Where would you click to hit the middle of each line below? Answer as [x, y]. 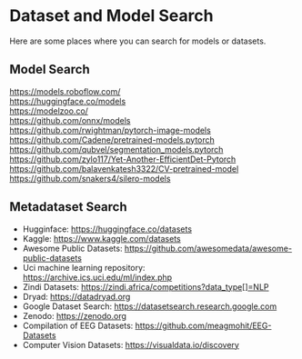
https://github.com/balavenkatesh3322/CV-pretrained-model [124, 168]
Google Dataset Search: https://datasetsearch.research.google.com [150, 306]
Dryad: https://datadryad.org [76, 296]
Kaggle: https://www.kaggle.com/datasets [101, 238]
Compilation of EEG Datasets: [78, 325]
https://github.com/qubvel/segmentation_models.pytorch [116, 149]
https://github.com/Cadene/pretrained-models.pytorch [112, 140]
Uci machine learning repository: [84, 267]
